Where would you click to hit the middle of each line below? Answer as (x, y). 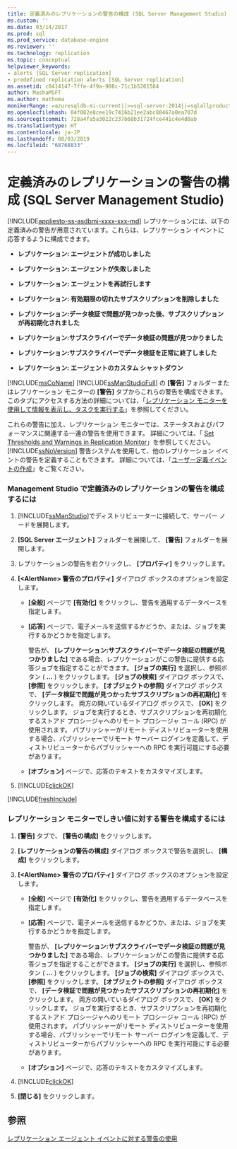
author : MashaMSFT (34, 93)
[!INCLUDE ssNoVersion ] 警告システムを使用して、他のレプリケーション (111, 451)
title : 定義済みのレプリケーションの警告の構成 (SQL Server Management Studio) (117, 14)
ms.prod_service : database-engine (58, 40)
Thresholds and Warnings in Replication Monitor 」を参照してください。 (111, 442)
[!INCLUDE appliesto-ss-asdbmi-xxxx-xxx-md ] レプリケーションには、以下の (119, 221)
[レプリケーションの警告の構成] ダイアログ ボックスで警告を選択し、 (117, 851)
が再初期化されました (48, 323)
